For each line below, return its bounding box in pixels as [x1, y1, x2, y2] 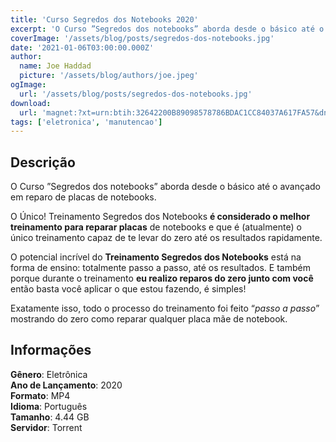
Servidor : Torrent [10, 421, 83, 433]
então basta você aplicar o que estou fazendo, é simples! [10, 283, 247, 295]
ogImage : [10, 80, 47, 90]
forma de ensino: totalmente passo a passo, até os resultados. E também [10, 262, 311, 274]
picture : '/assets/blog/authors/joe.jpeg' [19, 71, 199, 81]
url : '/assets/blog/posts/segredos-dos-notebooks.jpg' [19, 89, 253, 99]
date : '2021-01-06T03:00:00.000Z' [10, 42, 155, 53]
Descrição [10, 154, 76, 171]
